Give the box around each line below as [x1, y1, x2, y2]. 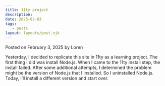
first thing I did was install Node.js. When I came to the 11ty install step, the [5, 59, 160, 65]
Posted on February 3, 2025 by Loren [5, 44, 83, 50]
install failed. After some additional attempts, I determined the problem [5, 64, 152, 70]
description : [5, 12, 33, 17]
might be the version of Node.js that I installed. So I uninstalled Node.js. [5, 70, 154, 75]
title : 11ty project [5, 7, 49, 12]
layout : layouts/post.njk [5, 30, 60, 35]
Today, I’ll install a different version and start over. [5, 75, 108, 81]
